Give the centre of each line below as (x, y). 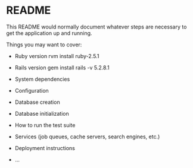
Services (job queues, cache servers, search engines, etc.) (87, 137)
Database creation (38, 102)
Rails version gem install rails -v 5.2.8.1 (62, 67)
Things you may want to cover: (44, 45)
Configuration (32, 90)
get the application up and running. (49, 33)
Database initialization (42, 113)
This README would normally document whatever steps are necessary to (96, 27)
